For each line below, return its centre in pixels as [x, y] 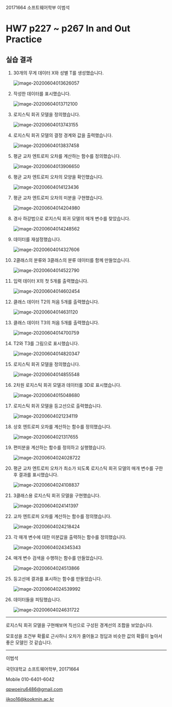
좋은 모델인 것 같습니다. [29, 642]
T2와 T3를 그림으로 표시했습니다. [46, 343]
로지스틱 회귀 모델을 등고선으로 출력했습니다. [58, 406]
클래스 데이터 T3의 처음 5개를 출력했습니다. [56, 323]
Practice [24, 39]
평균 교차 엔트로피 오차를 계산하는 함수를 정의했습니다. [67, 156]
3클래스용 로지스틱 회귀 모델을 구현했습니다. [57, 495]
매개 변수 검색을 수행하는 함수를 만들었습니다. [58, 558]
